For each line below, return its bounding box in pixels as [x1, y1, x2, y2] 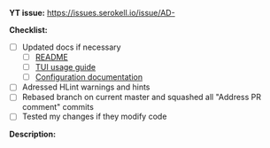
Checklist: [9, 25, 49, 35]
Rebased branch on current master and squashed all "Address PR [21, 92, 262, 103]
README [35, 52, 68, 63]
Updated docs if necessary [21, 42, 121, 52]
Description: [9, 129, 56, 140]
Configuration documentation [35, 72, 143, 82]
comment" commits [21, 102, 95, 113]
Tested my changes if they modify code [21, 111, 167, 122]
